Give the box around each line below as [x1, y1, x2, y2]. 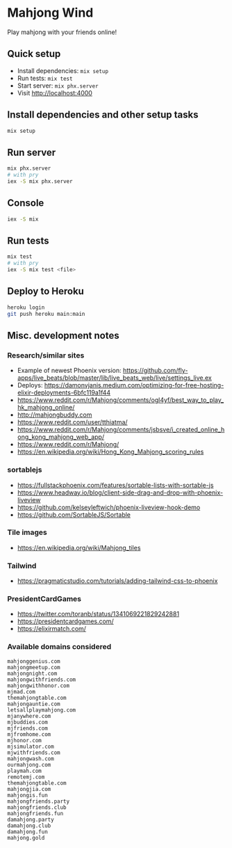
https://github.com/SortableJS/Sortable [17, 510, 131, 519]
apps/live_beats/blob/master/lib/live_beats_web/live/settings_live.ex [17, 374, 212, 382]
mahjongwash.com [7, 755, 54, 762]
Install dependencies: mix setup [17, 66, 109, 74]
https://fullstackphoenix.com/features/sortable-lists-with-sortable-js [17, 481, 214, 489]
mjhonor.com [7, 737, 42, 744]
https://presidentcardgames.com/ [17, 617, 114, 625]
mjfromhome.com [7, 730, 51, 738]
